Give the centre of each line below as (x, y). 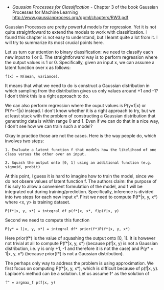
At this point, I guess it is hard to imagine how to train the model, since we (80, 176)
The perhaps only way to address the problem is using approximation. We (80, 263)
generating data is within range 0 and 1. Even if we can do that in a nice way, (82, 121)
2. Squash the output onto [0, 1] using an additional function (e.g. (79, 163)
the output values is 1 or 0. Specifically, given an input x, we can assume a (80, 62)
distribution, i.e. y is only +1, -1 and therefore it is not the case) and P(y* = (79, 248)
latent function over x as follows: (38, 67)
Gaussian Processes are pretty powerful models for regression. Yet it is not (81, 27)
